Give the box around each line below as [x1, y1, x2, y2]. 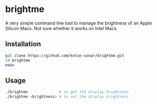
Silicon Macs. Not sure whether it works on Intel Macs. [5, 25, 118, 31]
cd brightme [5, 57, 30, 63]
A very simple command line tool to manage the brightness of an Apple [5, 20, 152, 26]
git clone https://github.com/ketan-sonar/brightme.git [5, 53, 124, 58]
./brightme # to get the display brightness [5, 89, 129, 94]
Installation [5, 40, 41, 48]
